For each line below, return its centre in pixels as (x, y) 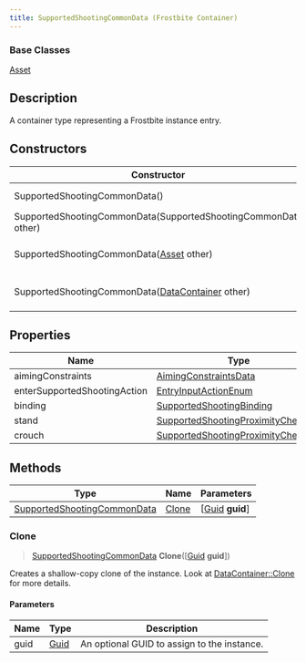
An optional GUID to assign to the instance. (172, 644)
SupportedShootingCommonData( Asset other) (113, 253)
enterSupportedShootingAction (81, 391)
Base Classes (40, 49)
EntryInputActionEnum (204, 391)
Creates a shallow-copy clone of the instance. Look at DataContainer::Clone (152, 574)
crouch (29, 436)
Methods (36, 467)
